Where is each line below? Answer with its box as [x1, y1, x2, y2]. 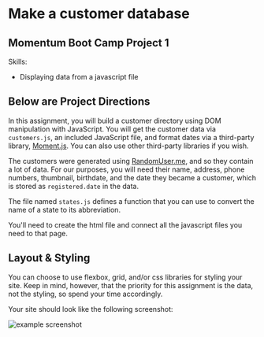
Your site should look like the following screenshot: [8, 304, 173, 313]
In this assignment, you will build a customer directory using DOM [8, 116, 222, 125]
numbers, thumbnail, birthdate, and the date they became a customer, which [8, 172, 257, 182]
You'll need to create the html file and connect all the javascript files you [8, 220, 243, 229]
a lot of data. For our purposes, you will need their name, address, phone [8, 165, 245, 174]
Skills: [8, 57, 28, 66]
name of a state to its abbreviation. [8, 205, 121, 214]
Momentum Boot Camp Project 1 [8, 36, 169, 50]
